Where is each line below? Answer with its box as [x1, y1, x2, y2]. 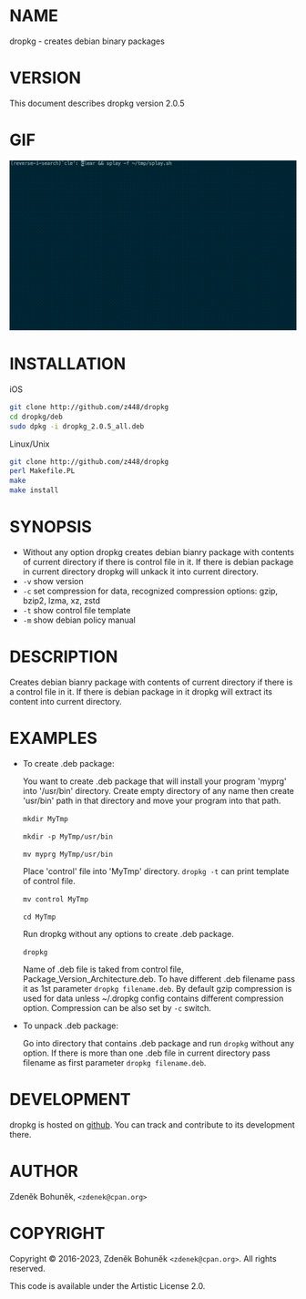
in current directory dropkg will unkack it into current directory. [22, 566, 260, 577]
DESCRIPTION [9, 646, 118, 667]
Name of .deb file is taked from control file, [22, 964, 184, 974]
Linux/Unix [9, 438, 50, 449]
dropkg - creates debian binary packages [9, 36, 166, 46]
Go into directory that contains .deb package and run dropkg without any [22, 1037, 294, 1048]
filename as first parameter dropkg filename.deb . [22, 1057, 207, 1067]
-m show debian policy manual [22, 614, 137, 625]
